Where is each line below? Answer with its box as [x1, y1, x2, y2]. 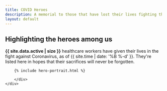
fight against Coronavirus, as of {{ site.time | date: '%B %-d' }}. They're [5, 53, 152, 60]
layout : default [5, 16, 39, 21]
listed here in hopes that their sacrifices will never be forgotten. [5, 59, 135, 65]
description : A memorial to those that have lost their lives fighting [5, 12, 157, 17]
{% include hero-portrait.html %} [14, 68, 85, 74]
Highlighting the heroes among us [5, 35, 113, 43]
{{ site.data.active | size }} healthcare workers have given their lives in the [5, 48, 159, 54]
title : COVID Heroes [5, 7, 48, 12]
